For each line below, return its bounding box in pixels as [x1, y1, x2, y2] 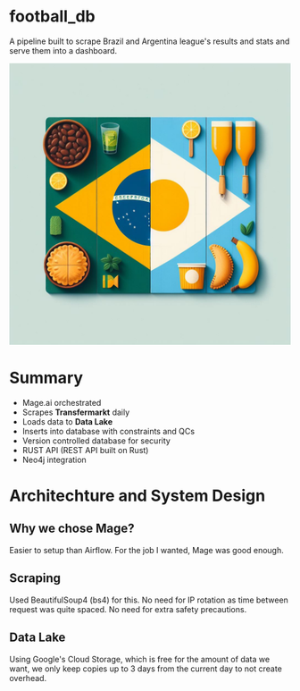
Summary [9, 368, 83, 388]
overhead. [9, 672, 47, 683]
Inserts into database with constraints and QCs [21, 426, 195, 436]
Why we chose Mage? [9, 521, 136, 536]
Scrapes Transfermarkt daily [21, 407, 130, 417]
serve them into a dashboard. [9, 45, 118, 55]
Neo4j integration [21, 454, 87, 465]
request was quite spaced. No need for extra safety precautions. [9, 603, 247, 614]
